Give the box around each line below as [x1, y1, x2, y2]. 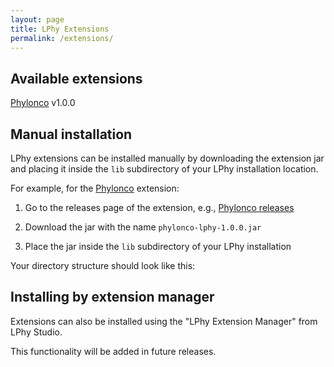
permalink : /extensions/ [10, 33, 114, 43]
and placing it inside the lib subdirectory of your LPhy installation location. [10, 163, 319, 175]
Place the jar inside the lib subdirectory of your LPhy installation [24, 241, 292, 252]
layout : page [10, 14, 65, 25]
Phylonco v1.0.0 [10, 97, 76, 109]
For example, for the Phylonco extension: [10, 182, 180, 194]
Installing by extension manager [10, 289, 215, 306]
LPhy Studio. [10, 326, 63, 338]
